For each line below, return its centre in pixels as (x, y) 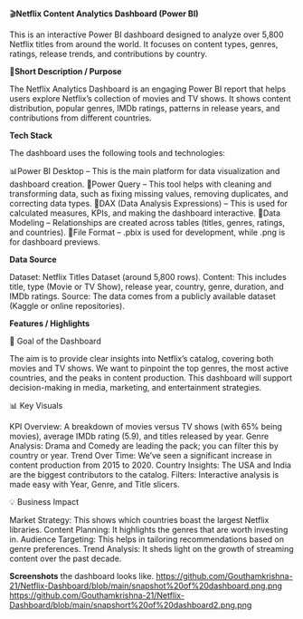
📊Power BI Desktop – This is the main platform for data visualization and (145, 171)
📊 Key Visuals (36, 406)
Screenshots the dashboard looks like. (82, 576)
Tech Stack (31, 135)
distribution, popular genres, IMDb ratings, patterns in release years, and (145, 108)
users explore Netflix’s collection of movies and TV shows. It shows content (150, 98)
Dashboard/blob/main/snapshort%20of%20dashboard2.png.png (131, 605)
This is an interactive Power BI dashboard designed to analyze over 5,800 (147, 34)
